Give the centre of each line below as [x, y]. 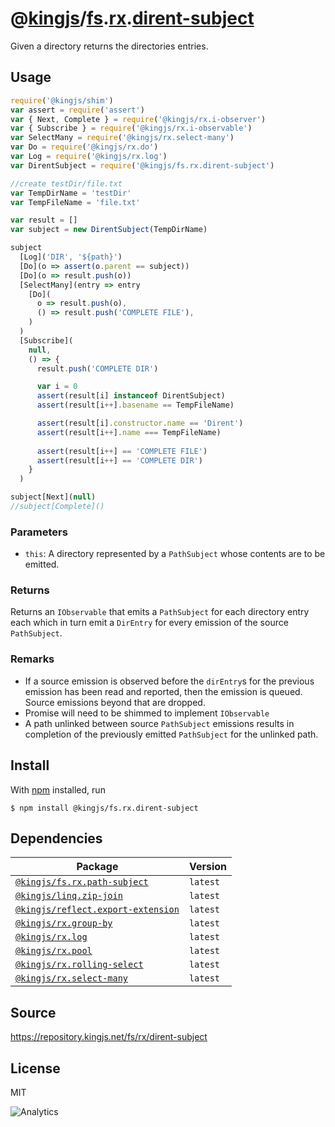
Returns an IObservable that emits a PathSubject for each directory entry [160, 612]
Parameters [39, 532]
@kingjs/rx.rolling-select [79, 965]
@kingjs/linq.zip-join [69, 896]
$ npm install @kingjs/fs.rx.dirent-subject [104, 808]
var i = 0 [57, 387]
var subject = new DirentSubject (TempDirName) [109, 230]
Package [97, 867]
